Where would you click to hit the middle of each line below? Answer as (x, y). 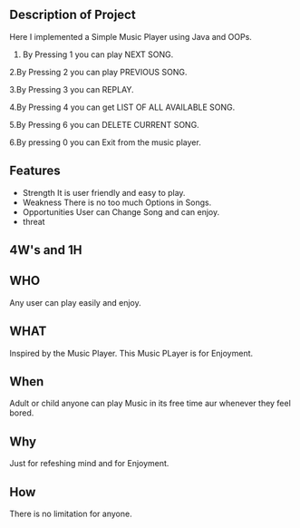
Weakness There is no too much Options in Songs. (117, 202)
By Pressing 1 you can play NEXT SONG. (98, 54)
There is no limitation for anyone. (71, 514)
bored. (22, 413)
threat (34, 221)
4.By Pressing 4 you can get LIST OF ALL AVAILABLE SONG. (122, 107)
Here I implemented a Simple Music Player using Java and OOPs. (131, 36)
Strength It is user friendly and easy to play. (104, 192)
